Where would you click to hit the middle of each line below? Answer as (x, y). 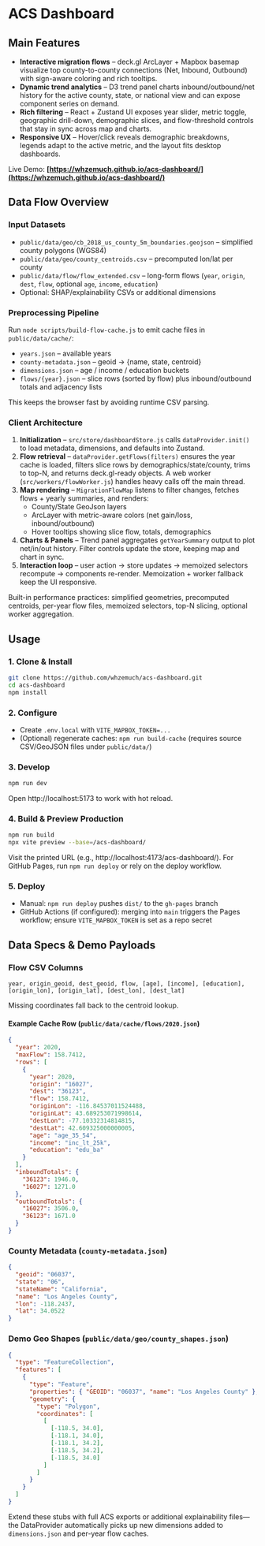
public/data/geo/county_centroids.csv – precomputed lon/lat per (126, 259)
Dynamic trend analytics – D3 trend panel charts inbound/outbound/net (137, 87)
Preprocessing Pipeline (54, 312)
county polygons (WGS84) (63, 250)
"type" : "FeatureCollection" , (65, 1362)
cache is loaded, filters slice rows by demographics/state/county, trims (135, 465)
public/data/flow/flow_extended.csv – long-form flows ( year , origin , (132, 275)
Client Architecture (45, 423)
